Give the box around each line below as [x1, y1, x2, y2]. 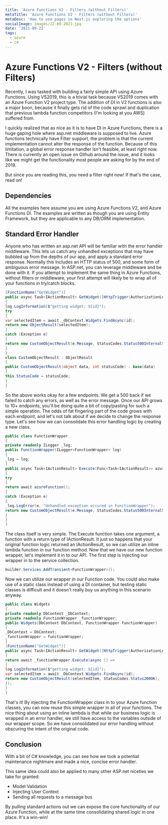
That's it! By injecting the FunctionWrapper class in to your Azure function [5, 699, 157, 705]
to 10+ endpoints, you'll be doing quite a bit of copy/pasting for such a [5, 402, 150, 408]
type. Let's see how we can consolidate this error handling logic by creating [5, 418, 161, 424]
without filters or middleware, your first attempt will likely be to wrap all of [5, 275, 156, 281]
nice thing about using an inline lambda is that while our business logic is [5, 709, 155, 715]
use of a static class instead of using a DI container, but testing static [5, 581, 147, 587]
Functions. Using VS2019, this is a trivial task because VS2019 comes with [5, 93, 158, 100]
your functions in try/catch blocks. [5, 280, 76, 286]
